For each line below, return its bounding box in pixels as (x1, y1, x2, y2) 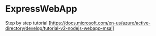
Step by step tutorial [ (5, 20, 51, 26)
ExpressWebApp (5, 3, 77, 15)
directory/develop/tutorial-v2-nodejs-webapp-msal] (5, 25, 114, 31)
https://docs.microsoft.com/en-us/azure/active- (50, 20, 151, 26)
